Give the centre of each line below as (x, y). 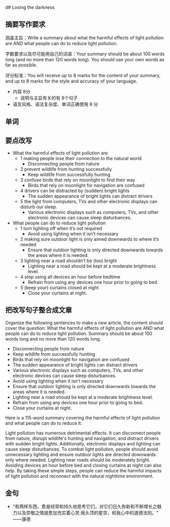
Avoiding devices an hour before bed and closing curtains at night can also (83, 465)
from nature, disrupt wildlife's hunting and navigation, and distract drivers (82, 438)
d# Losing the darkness (30, 7)
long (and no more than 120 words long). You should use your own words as (85, 59)
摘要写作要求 (25, 25)
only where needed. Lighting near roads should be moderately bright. (78, 460)
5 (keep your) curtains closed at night (59, 288)
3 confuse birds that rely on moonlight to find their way (78, 180)
